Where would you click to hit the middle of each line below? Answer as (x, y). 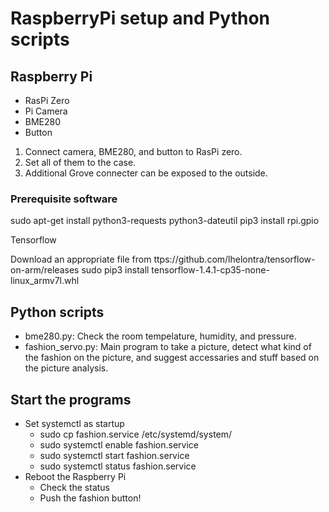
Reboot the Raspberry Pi (75, 476)
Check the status (74, 487)
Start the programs (71, 399)
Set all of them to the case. (80, 162)
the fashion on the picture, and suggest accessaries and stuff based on (172, 358)
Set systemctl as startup (74, 423)
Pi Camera (46, 111)
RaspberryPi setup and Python (140, 18)
